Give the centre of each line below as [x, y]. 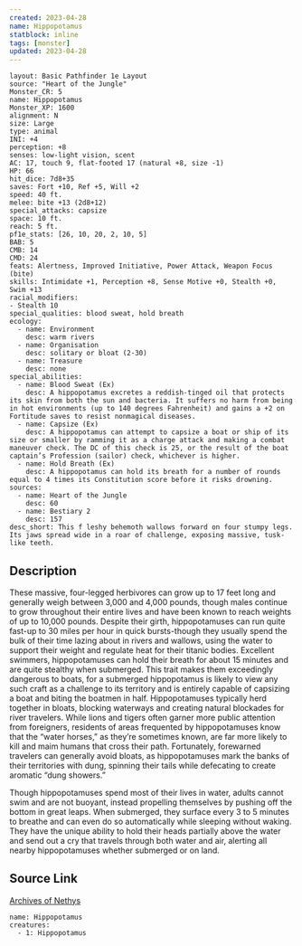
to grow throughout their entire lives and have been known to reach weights [151, 611]
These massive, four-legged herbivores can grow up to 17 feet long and [142, 592]
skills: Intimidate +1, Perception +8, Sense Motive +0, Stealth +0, [143, 282]
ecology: [26, 322]
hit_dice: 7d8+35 [42, 179]
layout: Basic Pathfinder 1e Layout [78, 76]
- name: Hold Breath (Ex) [66, 464]
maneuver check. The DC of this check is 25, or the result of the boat [149, 449]
